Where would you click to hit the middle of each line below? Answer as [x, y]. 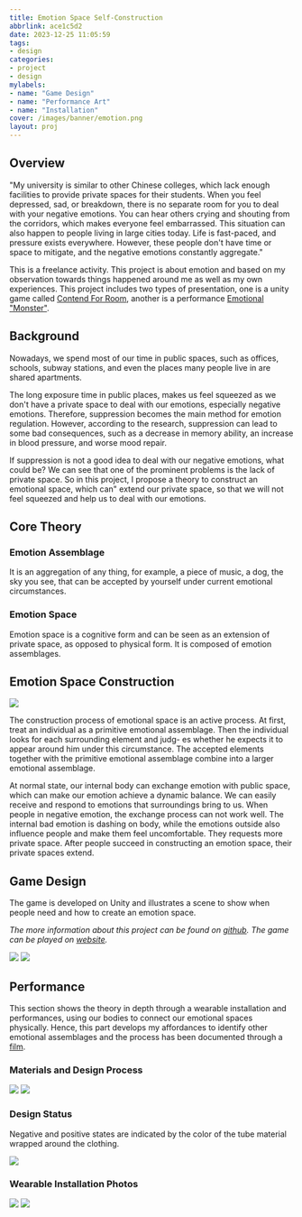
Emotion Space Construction [92, 682]
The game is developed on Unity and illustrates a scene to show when [140, 903]
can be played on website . [59, 940]
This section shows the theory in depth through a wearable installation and [148, 1009]
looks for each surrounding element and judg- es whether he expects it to [146, 740]
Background [44, 336]
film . [18, 1046]
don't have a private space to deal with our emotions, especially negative [145, 404]
